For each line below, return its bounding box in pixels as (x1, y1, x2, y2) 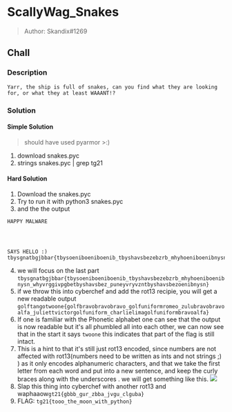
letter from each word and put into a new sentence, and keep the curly (17, 366, 218, 375)
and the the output (17, 205, 70, 213)
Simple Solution (7, 122, 54, 131)
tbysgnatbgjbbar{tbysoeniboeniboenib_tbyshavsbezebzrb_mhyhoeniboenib (17, 274, 225, 282)
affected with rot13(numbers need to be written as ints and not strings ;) (17, 352, 222, 360)
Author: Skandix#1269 (23, 27, 88, 35)
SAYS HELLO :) (7, 248, 48, 255)
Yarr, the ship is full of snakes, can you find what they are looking (7, 84, 217, 91)
